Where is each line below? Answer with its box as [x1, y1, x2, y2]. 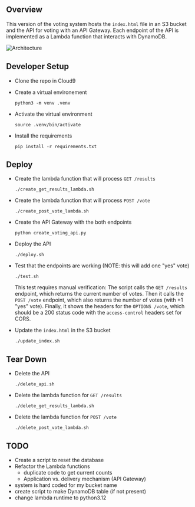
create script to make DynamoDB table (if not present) [14, 488, 146, 495]
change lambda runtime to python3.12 [14, 494, 107, 501]
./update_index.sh [14, 338, 60, 344]
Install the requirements [14, 132, 72, 139]
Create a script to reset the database [14, 457, 104, 464]
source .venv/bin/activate [14, 122, 81, 127]
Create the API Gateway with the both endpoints [14, 218, 132, 226]
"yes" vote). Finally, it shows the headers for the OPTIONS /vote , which [14, 303, 185, 310]
